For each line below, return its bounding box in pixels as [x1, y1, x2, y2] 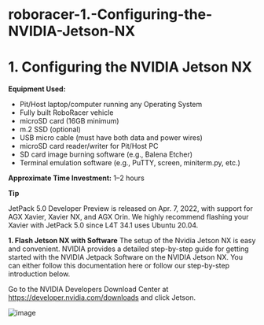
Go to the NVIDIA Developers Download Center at [8, 285, 169, 294]
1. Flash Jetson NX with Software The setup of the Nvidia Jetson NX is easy [8, 236, 256, 246]
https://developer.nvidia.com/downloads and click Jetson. [8, 293, 196, 302]
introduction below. [8, 269, 71, 279]
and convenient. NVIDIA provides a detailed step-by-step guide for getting [8, 244, 249, 253]
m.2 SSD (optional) [19, 124, 81, 135]
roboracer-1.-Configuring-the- [8, 6, 213, 24]
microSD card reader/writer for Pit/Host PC [19, 142, 159, 151]
